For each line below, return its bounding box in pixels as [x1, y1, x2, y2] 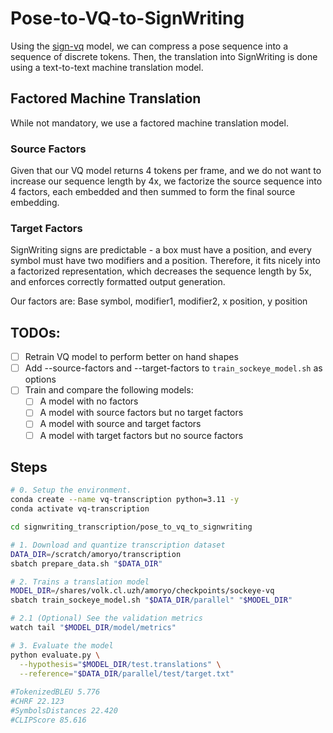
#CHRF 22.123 [10, 697, 65, 707]
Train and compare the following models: [24, 384, 194, 396]
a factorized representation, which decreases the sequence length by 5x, [10, 265, 312, 277]
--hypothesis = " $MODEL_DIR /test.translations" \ [19, 659, 222, 669]
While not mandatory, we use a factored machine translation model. [10, 117, 289, 129]
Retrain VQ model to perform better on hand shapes [24, 351, 239, 363]
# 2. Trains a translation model [10, 577, 150, 587]
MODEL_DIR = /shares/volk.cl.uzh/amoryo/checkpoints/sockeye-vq [10, 586, 275, 596]
